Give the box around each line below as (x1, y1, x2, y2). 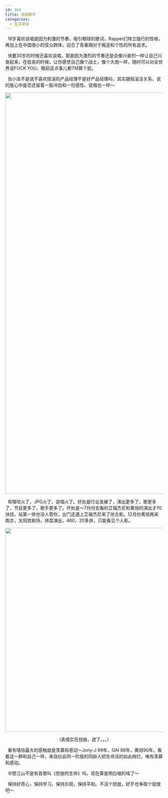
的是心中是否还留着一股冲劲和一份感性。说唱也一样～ (5, 82, 115, 88)
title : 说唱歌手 (5, 12, 36, 17)
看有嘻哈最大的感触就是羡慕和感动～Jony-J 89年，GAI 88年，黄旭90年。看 (7, 747, 162, 753)
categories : (5, 17, 30, 22)
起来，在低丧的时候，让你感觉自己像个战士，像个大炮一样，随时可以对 (9, 59, 154, 65)
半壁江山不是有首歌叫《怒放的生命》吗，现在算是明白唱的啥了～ (7, 770, 139, 776)
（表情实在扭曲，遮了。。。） (56, 736, 111, 743)
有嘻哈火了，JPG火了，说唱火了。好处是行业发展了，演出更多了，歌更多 (7, 499, 156, 505)
